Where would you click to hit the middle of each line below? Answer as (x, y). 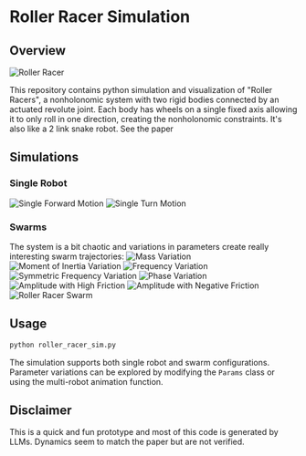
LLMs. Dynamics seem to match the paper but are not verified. (127, 442)
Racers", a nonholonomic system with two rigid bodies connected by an (144, 99)
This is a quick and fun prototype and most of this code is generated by (144, 432)
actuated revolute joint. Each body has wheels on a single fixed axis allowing (153, 109)
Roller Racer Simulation (100, 17)
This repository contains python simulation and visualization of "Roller (141, 90)
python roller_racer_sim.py (63, 345)
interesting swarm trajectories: (67, 256)
